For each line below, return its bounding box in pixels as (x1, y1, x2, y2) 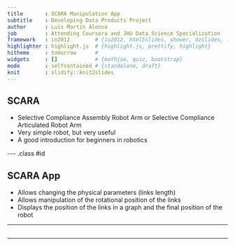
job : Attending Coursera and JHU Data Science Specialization (7, 29, 220, 37)
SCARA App (7, 170, 61, 182)
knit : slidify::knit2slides (7, 69, 114, 76)
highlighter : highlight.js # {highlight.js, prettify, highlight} (7, 43, 211, 50)
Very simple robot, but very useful (17, 128, 116, 137)
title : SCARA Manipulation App (7, 10, 120, 18)
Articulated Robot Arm (17, 121, 82, 130)
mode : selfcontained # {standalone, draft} (7, 62, 161, 69)
